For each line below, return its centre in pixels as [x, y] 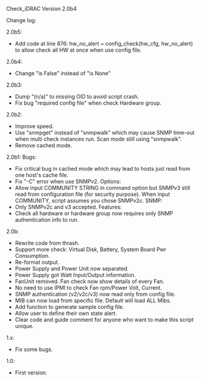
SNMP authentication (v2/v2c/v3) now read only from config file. [95, 294]
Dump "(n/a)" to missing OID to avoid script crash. [77, 96]
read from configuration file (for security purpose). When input [92, 194]
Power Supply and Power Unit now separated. [72, 269]
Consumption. [32, 256]
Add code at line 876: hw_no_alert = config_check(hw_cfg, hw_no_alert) [104, 44]
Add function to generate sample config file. [69, 307]
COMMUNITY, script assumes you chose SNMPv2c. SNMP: [89, 200]
